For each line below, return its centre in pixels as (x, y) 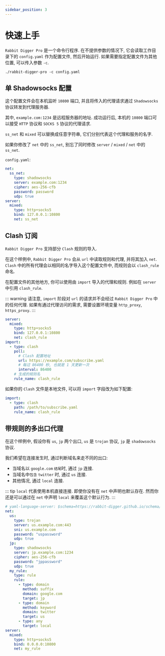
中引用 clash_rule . (24, 288)
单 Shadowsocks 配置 (39, 88)
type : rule (25, 575)
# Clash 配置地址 (34, 356)
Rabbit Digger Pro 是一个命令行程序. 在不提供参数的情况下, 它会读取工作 (79, 50)
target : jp (34, 598)
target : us (34, 617)
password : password (34, 192)
